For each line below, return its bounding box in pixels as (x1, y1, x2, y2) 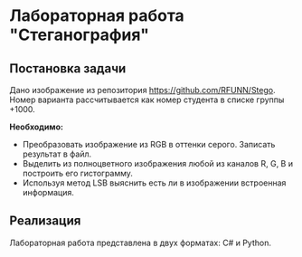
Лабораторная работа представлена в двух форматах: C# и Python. (9, 237, 271, 248)
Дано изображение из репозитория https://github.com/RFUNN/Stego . (9, 85, 276, 95)
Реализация (9, 214, 81, 229)
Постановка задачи (9, 61, 127, 76)
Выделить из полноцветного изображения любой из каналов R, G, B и (22, 158, 294, 168)
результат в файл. (22, 148, 92, 159)
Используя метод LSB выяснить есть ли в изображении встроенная (22, 177, 287, 188)
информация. (22, 187, 74, 197)
